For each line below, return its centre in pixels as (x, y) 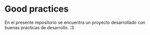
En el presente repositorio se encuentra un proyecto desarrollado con (75, 22)
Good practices (37, 9)
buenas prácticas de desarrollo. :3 (39, 27)
